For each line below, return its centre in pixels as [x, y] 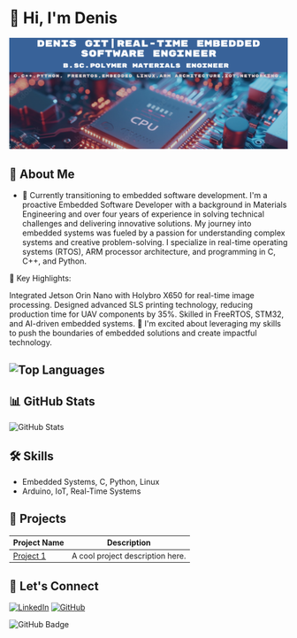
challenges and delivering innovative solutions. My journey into [137, 224]
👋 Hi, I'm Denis [63, 18]
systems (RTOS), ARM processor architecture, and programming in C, [149, 252]
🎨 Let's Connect [54, 586]
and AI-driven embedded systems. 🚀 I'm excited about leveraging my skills [145, 324]
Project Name [38, 542]
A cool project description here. [129, 556]
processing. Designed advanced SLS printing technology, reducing [131, 305]
